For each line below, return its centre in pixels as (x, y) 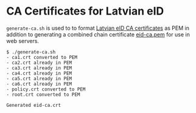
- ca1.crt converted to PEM (42, 57)
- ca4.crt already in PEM (39, 73)
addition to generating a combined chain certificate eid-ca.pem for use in (98, 34)
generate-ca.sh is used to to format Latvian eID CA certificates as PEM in (98, 28)
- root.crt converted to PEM (43, 94)
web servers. (23, 41)
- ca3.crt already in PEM (39, 68)
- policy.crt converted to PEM (46, 89)
